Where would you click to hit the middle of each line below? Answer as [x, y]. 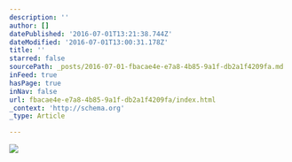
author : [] [29, 26]
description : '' [39, 17]
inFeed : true [33, 75]
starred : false [37, 58]
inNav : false [33, 91]
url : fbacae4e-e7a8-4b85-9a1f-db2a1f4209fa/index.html [113, 100]
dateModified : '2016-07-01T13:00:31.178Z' [89, 42]
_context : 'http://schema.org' [67, 108]
